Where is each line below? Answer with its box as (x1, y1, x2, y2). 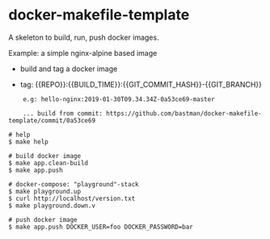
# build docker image (8, 152, 82, 160)
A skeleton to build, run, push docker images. (8, 32, 159, 42)
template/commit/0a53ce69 (8, 116, 95, 125)
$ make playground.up (8, 187, 82, 195)
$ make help (8, 138, 49, 146)
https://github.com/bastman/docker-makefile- (106, 109, 263, 117)
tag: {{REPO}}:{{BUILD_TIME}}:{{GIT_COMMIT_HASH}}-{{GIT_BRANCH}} (19, 79, 263, 89)
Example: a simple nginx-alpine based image (8, 48, 158, 58)
